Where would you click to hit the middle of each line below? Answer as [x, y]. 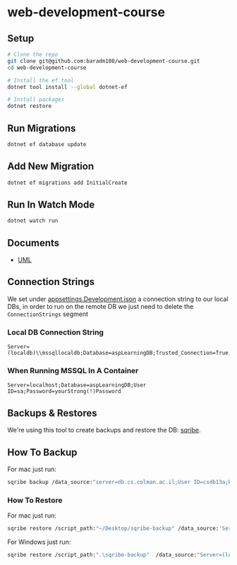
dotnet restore [30, 107]
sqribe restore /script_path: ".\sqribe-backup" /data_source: [102, 555]
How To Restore [35, 500]
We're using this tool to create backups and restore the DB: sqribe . [104, 430]
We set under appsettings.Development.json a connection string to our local [118, 299]
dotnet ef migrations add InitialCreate [68, 183]
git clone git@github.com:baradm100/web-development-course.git [104, 61]
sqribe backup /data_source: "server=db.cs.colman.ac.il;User [99, 482]
